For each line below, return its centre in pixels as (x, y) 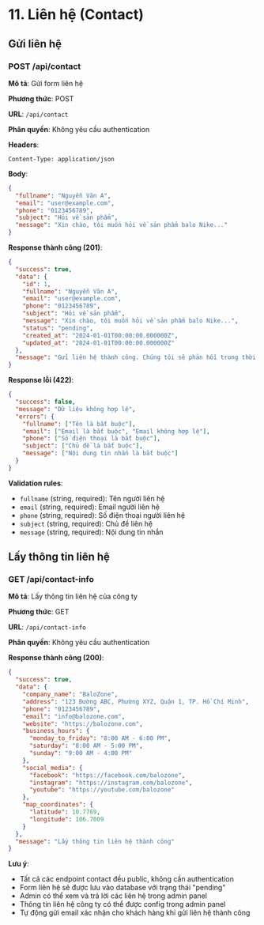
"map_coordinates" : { (58, 805)
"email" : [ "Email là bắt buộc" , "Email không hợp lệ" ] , (117, 431)
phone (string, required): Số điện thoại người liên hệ (102, 515)
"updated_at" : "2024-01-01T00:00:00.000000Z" (99, 343)
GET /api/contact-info (51, 580)
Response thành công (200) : (56, 658)
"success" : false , (46, 402)
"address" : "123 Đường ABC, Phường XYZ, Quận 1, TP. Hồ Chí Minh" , (136, 701)
